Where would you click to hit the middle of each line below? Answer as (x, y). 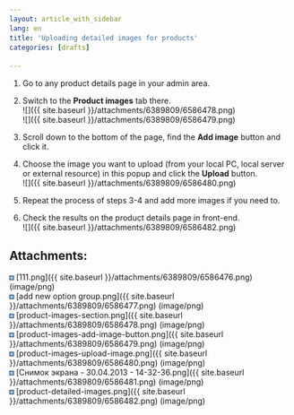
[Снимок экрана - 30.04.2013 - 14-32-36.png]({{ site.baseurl (130, 372)
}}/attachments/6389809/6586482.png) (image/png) (108, 401)
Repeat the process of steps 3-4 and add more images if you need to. (151, 201)
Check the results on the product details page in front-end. (131, 218)
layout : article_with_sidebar (66, 19)
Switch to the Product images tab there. (97, 101)
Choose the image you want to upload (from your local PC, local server (153, 164)
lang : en (26, 28)
